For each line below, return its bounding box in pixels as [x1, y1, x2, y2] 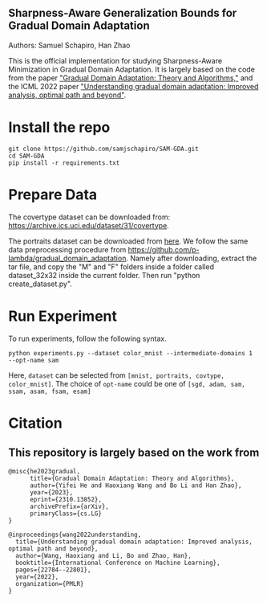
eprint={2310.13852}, [29, 495, 103, 503]
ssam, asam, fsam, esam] [8, 387, 91, 395]
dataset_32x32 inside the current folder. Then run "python [8, 270, 200, 280]
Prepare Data [8, 185, 98, 203]
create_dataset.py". [8, 279, 72, 289]
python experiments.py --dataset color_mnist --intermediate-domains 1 [8, 349, 253, 357]
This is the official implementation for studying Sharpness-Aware [8, 55, 223, 65]
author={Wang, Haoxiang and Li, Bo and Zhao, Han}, [15, 551, 192, 559]
